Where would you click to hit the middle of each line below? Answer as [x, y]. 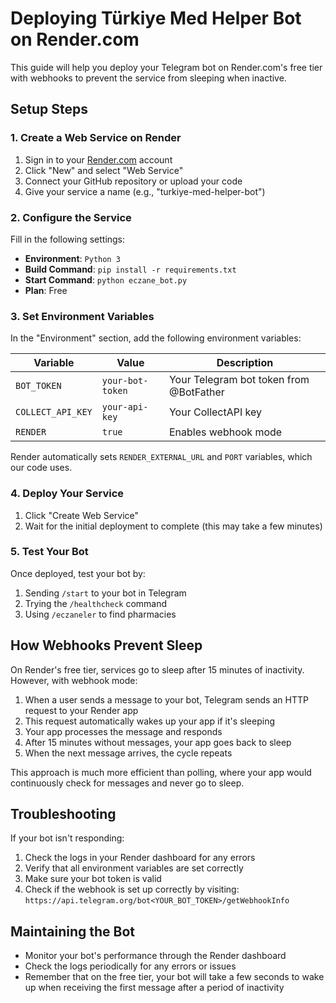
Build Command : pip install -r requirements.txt [130, 269]
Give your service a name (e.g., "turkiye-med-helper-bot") [145, 191]
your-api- [125, 407]
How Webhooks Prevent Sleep [106, 645]
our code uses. [41, 468]
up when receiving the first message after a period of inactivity [154, 988]
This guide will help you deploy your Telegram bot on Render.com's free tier [166, 67]
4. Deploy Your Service [67, 494]
